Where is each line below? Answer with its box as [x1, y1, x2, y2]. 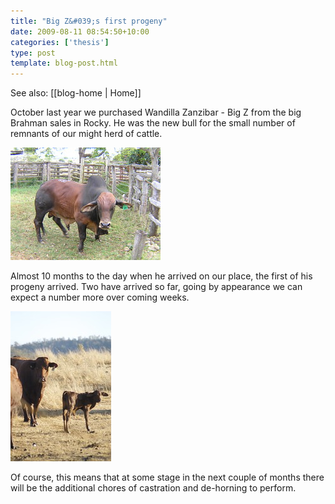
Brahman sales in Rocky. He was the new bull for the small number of [10, 117, 296, 129]
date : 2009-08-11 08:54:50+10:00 [10, 26, 150, 37]
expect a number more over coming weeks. [10, 291, 190, 304]
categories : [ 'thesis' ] [10, 37, 110, 47]
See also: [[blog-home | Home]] [10, 87, 142, 99]
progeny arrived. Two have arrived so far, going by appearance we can [10, 281, 303, 293]
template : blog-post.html [10, 58, 118, 69]
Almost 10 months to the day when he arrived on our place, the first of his [10, 270, 313, 282]
